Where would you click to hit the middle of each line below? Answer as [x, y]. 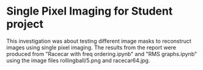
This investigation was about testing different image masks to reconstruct [99, 41]
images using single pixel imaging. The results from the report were [91, 47]
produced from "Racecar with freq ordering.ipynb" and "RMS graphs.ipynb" [102, 54]
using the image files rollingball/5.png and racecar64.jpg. [78, 60]
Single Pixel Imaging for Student [90, 11]
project [25, 24]
